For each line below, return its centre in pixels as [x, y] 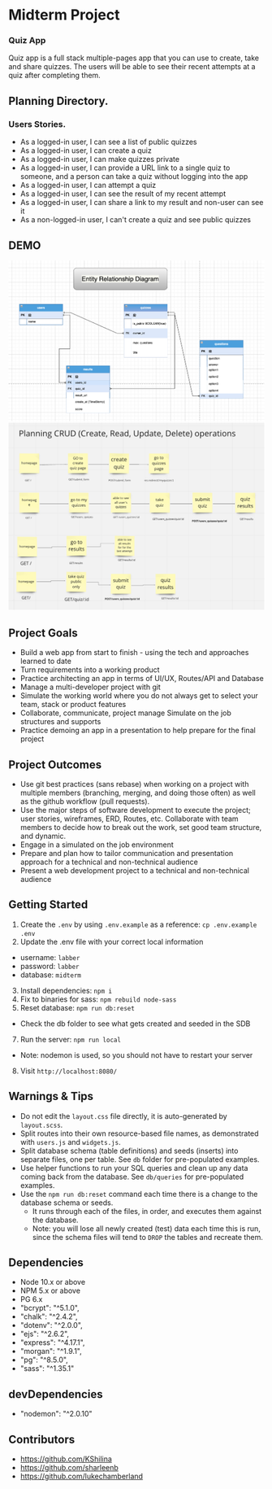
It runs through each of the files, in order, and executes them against [147, 1211]
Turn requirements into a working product [90, 670]
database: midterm [50, 975]
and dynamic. [43, 836]
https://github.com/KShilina [66, 1459]
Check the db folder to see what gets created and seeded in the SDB [135, 1024]
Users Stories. [37, 124]
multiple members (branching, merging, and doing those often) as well [138, 793]
